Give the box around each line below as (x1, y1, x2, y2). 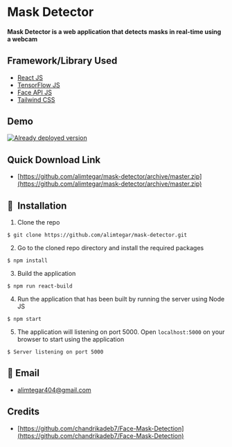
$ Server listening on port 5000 (7, 349, 104, 356)
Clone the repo (17, 218, 60, 227)
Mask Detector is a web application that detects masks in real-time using (7, 27, 222, 35)
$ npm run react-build (7, 283, 73, 290)
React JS (17, 73, 44, 82)
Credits (7, 406, 40, 418)
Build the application (17, 270, 76, 278)
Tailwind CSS (17, 95, 55, 104)
